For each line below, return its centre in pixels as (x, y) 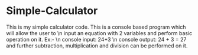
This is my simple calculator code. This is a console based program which (96, 27)
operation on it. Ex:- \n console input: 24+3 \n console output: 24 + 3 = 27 (96, 39)
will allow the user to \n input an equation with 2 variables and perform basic (99, 33)
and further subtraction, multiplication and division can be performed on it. (97, 46)
